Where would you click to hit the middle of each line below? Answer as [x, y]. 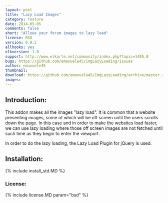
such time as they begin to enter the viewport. [52, 133]
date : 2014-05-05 [23, 24]
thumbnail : [16, 71]
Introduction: [26, 100]
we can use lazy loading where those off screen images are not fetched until [84, 128]
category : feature [24, 19]
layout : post [19, 10]
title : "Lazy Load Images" [33, 15]
